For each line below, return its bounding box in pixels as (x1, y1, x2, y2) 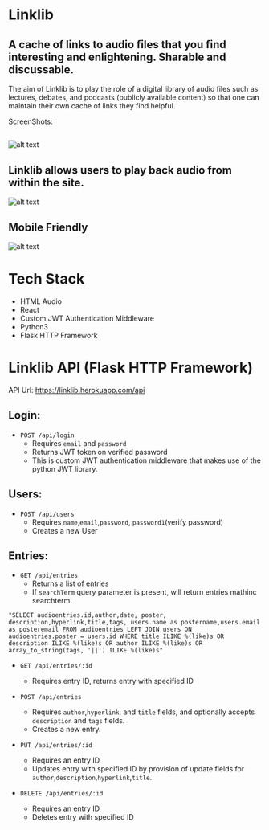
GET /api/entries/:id (19, 662, 92, 670)
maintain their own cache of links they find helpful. (8, 101, 176, 110)
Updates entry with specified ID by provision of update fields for (31, 764, 245, 774)
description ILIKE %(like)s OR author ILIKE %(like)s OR (8, 640, 203, 648)
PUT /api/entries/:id (19, 742, 92, 750)
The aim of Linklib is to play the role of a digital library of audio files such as (8, 84, 259, 93)
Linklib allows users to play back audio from (8, 163, 233, 177)
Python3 (19, 321, 48, 331)
